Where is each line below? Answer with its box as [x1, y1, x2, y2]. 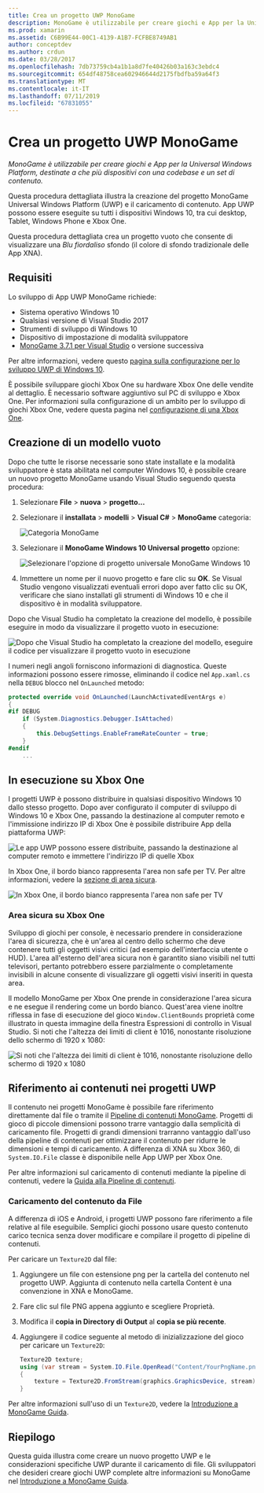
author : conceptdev [8, 41, 72, 49]
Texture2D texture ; [19, 1355, 84, 1363]
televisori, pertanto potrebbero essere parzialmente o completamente [8, 961, 233, 971]
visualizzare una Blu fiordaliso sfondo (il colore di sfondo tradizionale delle [8, 240, 249, 250]
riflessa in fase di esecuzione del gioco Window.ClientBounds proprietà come [8, 1010, 255, 1020]
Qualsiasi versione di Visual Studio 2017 [19, 316, 148, 325]
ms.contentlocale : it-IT [8, 84, 90, 93]
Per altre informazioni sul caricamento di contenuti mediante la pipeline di [8, 1168, 246, 1177]
